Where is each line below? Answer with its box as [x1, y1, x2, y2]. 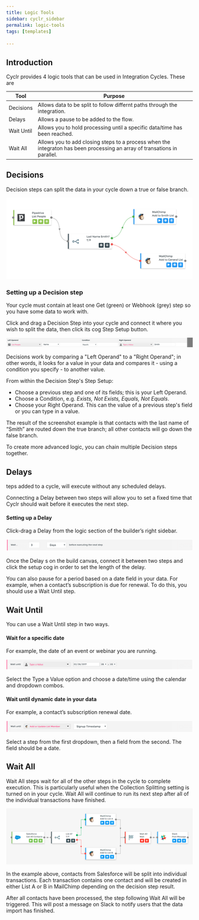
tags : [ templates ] [6, 28, 52, 34]
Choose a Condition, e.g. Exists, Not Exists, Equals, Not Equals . [14, 395, 170, 402]
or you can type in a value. [14, 408, 80, 415]
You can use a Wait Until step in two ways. [6, 620, 110, 627]
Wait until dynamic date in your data [6, 695, 97, 703]
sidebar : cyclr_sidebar [6, 15, 65, 22]
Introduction [6, 57, 53, 68]
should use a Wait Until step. [6, 588, 76, 595]
